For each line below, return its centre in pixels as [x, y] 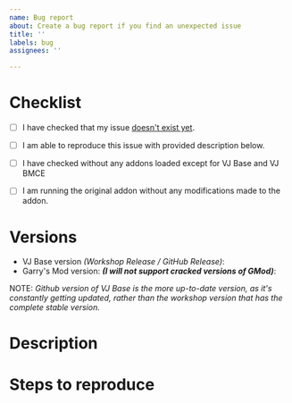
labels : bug [31, 42]
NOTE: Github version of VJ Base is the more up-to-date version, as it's [141, 289]
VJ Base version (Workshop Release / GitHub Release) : [123, 262]
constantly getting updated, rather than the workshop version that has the [146, 298]
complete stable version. [54, 307]
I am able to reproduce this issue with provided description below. [143, 146]
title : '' [28, 34]
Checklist [46, 103]
